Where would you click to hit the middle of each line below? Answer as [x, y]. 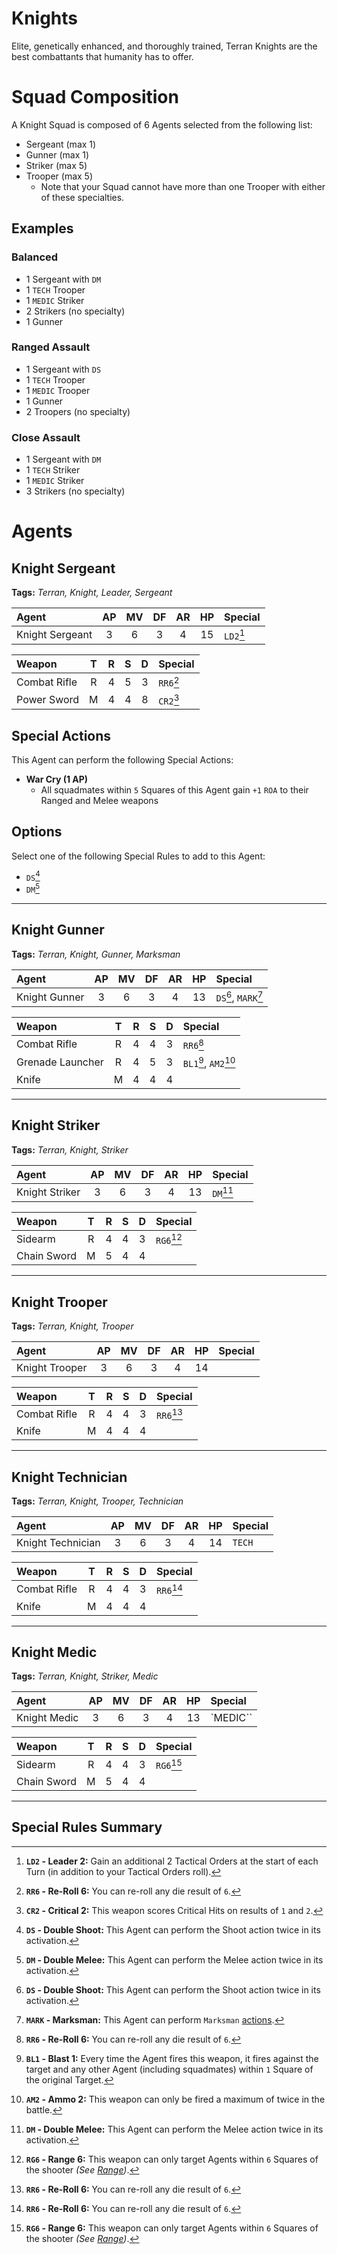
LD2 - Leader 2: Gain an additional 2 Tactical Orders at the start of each [172, 1861]
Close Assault [46, 437]
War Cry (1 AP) [57, 779]
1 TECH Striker [53, 470]
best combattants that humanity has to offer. [102, 56]
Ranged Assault [51, 347]
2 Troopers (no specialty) [78, 411]
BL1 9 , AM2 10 [209, 1062]
